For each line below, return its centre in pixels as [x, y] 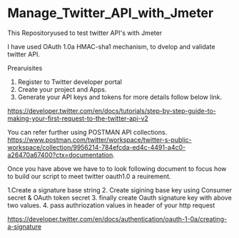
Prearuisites [25, 68]
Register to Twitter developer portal [70, 82]
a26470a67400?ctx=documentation [60, 155]
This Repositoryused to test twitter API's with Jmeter [85, 33]
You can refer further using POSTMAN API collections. [87, 132]
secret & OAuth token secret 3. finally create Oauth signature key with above [119, 197]
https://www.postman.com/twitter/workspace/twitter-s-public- [100, 140]
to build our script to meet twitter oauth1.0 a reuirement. [89, 176]
